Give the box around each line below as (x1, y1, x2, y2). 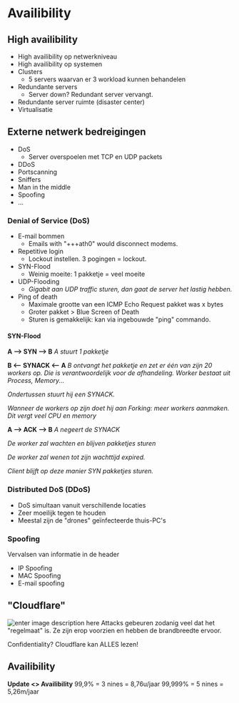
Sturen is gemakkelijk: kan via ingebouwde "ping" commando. (28, 315, 211, 324)
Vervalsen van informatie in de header (7, 550, 120, 558)
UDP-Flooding (17, 277, 60, 286)
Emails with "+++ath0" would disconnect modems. (28, 240, 178, 248)
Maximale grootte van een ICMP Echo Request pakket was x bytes (28, 300, 224, 309)
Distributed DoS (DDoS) (7, 485, 91, 495)
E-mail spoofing (17, 579, 65, 587)
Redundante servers (17, 83, 78, 91)
